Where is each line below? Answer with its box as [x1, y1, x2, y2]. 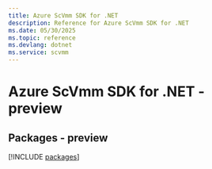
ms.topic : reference [8, 33, 77, 42]
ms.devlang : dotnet [8, 41, 73, 49]
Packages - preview [8, 131, 108, 144]
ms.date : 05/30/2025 [8, 26, 77, 34]
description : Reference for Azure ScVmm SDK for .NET [8, 19, 190, 27]
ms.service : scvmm [8, 48, 69, 56]
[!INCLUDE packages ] [8, 152, 80, 161]
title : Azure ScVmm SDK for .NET [8, 11, 119, 20]
